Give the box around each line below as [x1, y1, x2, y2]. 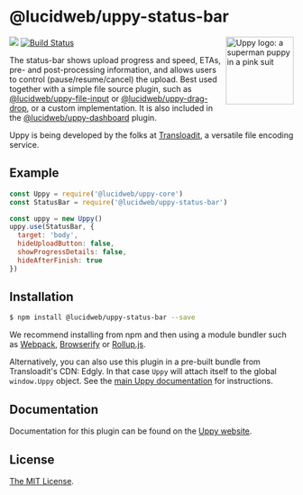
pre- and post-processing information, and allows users [9, 64, 216, 75]
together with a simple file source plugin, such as [9, 83, 192, 94]
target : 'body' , [17, 231, 78, 240]
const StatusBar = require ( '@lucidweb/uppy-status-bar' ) [9, 197, 228, 206]
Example [9, 165, 60, 181]
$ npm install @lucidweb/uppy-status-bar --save [9, 313, 196, 322]
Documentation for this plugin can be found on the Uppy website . [9, 426, 252, 436]
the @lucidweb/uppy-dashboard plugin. [9, 112, 158, 123]
